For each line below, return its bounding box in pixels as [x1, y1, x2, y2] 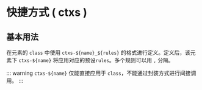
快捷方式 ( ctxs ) [6, 5, 87, 19]
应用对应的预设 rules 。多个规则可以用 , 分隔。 [57, 57, 174, 64]
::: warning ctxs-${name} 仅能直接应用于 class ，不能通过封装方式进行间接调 [6, 69, 197, 77]
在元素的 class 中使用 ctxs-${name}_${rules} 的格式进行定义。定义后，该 [6, 49, 190, 56]
